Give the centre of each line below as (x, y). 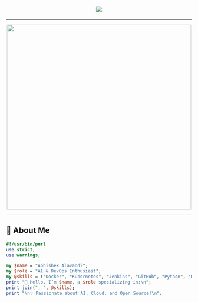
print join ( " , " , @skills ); (41, 288)
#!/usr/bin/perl (26, 244)
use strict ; (21, 249)
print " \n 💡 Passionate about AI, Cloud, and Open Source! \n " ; (84, 293)
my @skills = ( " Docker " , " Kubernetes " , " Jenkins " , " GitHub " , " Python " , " (99, 277)
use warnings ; (24, 255)
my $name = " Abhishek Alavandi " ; (47, 266)
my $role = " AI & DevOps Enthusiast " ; (54, 271)
